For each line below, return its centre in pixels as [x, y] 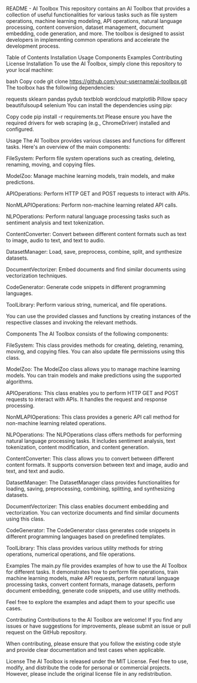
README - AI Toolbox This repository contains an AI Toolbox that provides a [98, 9]
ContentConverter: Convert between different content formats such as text [96, 234]
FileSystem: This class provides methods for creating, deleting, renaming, [95, 345]
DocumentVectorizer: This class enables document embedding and [87, 506]
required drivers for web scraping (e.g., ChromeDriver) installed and [88, 123]
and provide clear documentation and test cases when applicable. [86, 650]
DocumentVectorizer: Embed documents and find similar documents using [96, 269]
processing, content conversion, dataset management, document [85, 27]
